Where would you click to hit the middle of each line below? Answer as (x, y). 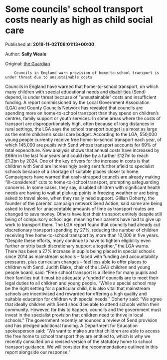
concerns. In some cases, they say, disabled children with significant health (83, 187)
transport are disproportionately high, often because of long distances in (80, 123)
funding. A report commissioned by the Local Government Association (77, 102)
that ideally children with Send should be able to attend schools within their (82, 304)
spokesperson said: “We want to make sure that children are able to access (83, 330)
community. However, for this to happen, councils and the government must (83, 309)
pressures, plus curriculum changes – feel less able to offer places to (76, 261)
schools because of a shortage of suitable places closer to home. (72, 171)
